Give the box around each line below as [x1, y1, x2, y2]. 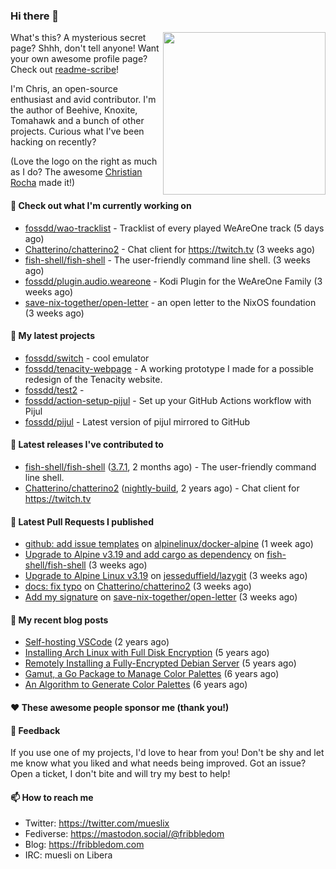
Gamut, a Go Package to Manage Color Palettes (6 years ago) [24, 668, 280, 680]
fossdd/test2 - [24, 384, 85, 396]
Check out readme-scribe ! [10, 64, 120, 76]
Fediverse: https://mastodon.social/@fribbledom [24, 828, 225, 840]
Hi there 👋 [10, 9, 60, 23]
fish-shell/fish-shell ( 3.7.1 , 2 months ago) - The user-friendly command [24, 460, 317, 473]
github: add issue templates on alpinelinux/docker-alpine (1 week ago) [24, 538, 314, 550]
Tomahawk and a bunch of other [10, 115, 145, 127]
